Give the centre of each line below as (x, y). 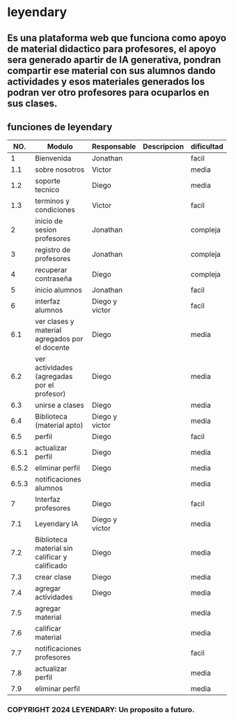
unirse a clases (60, 406)
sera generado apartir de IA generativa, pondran (114, 60)
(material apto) (59, 425)
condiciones (55, 210)
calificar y (51, 557)
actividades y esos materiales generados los (106, 81)
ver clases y (54, 322)
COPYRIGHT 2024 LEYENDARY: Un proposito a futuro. (101, 710)
